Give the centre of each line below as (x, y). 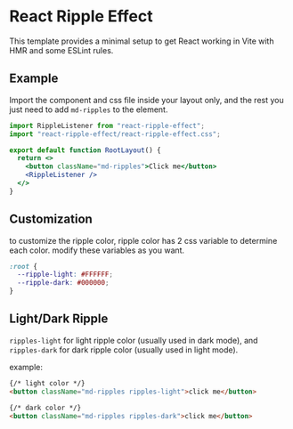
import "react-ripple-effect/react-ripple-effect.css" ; (115, 134)
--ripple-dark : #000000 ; (63, 283)
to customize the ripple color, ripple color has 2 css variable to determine (143, 240)
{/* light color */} (48, 383)
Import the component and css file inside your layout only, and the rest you (146, 100)
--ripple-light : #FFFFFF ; (65, 275)
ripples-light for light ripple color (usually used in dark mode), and (134, 340)
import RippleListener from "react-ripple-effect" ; (107, 125)
